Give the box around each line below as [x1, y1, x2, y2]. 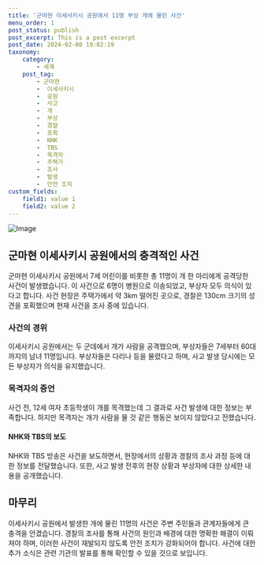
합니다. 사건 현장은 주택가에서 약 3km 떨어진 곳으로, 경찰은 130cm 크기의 [22, 291, 247, 301]
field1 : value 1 [22, 195, 76, 203]
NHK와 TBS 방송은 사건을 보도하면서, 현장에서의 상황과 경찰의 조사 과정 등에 [8, 451, 243, 460]
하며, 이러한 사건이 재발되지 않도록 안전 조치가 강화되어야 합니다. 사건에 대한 [22, 538, 256, 548]
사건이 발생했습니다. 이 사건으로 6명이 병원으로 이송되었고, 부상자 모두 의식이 [8, 281, 244, 290]
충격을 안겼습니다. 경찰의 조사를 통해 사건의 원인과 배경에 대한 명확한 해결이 [8, 528, 240, 537]
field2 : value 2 [22, 202, 76, 210]
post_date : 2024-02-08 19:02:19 [8, 41, 114, 49]
